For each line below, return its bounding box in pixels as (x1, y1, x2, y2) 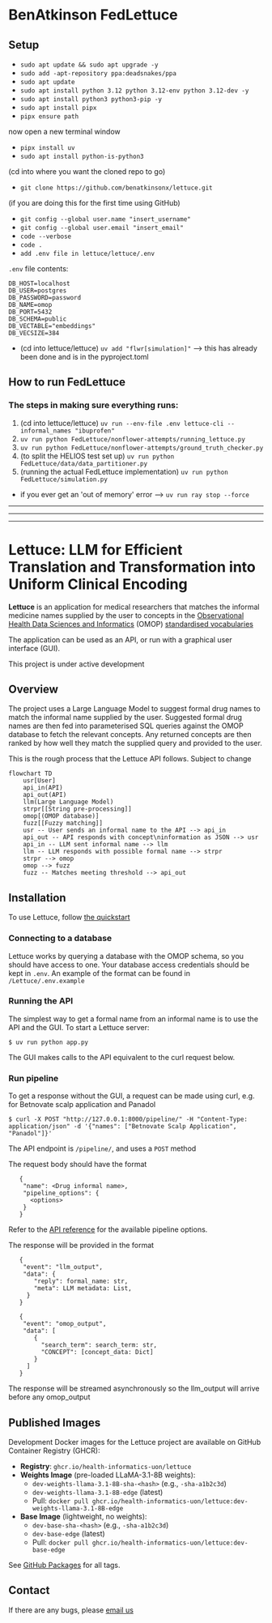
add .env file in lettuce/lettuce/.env (19, 249, 155, 258)
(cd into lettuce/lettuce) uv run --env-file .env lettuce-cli (19, 418, 224, 428)
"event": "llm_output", (23, 1263, 104, 1272)
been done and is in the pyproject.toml (19, 352, 149, 361)
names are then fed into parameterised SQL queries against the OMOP (8, 721, 244, 731)
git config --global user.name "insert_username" (19, 215, 192, 224)
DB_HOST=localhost (8, 279, 70, 288)
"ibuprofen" (74, 427, 115, 435)
